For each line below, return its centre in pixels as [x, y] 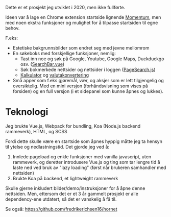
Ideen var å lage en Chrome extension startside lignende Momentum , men [83, 17]
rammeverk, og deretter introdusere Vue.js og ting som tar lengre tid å [86, 162]
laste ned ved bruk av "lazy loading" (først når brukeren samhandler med [89, 167]
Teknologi [27, 112]
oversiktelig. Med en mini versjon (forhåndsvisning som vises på [80, 86]
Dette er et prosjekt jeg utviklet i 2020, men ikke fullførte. [65, 7]
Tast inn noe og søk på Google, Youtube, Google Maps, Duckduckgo [92, 59]
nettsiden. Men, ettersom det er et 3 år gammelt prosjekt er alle [72, 194]
